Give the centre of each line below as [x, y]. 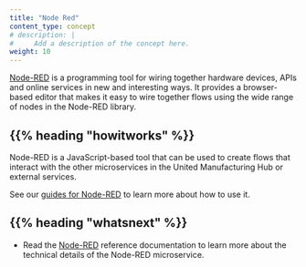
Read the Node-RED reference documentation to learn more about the [155, 245]
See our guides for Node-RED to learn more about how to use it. [130, 194]
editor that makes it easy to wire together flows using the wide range [164, 98]
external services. [43, 176]
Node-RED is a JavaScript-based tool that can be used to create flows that [150, 157]
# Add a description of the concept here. [100, 43]
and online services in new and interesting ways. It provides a [126, 87]
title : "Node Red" [44, 18]
